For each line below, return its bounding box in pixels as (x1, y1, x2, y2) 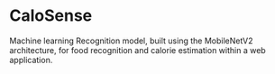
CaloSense (9, 5, 93, 26)
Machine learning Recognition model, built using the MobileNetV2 (9, 35, 254, 46)
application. (9, 54, 53, 65)
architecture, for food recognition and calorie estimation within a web (9, 44, 266, 55)
